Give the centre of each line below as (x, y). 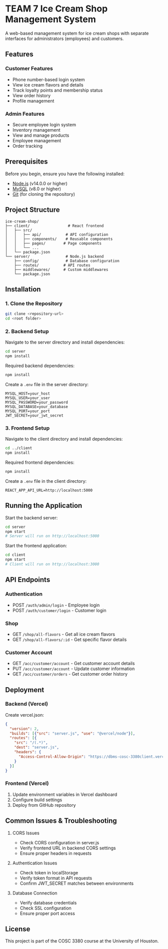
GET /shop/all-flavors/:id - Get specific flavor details (69, 640)
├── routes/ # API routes (52, 265)
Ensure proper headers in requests (55, 853)
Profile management (33, 101)
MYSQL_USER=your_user (28, 398)
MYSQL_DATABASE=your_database (37, 407)
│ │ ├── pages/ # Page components (53, 243)
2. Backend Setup (27, 331)
